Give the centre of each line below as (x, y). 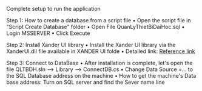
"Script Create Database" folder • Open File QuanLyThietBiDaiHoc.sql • (96, 27)
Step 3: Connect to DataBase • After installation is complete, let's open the (99, 63)
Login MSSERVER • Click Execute (48, 33)
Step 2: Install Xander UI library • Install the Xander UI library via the (91, 45)
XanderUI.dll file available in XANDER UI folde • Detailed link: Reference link (101, 51)
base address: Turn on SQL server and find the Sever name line (86, 82)
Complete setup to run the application (54, 9)
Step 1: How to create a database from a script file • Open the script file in (99, 20)
